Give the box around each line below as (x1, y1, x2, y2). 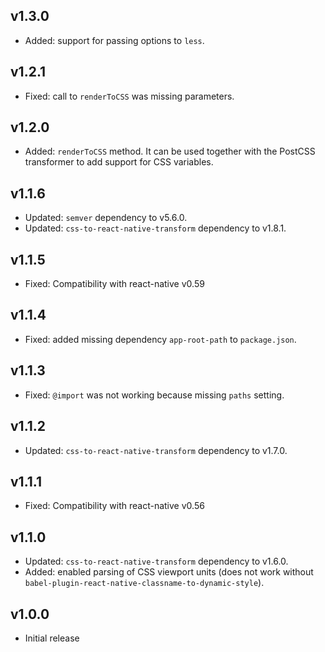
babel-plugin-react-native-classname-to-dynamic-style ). (24, 577, 265, 589)
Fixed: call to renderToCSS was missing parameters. (24, 90, 235, 102)
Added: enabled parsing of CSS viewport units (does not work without (24, 566, 314, 578)
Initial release (24, 632, 80, 644)
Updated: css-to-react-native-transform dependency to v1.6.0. (24, 555, 289, 568)
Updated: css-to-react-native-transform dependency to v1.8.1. (24, 222, 287, 234)
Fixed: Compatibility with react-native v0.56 (24, 500, 205, 512)
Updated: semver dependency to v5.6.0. (24, 212, 188, 224)
